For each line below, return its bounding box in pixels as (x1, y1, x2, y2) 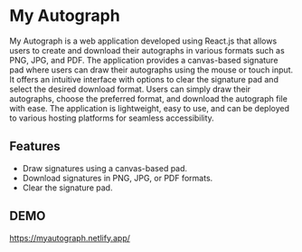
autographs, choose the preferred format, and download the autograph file (9, 92, 288, 104)
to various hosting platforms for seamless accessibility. (9, 112, 214, 123)
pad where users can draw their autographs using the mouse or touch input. (9, 64, 294, 75)
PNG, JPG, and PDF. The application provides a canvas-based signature (9, 54, 278, 65)
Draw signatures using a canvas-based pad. (22, 162, 188, 173)
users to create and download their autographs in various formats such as (9, 44, 285, 55)
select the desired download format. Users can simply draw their (9, 83, 251, 94)
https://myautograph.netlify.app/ (9, 232, 131, 243)
